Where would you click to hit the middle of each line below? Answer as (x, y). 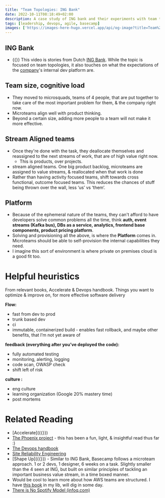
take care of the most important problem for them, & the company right (84, 103)
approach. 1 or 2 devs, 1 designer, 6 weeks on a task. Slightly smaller (82, 464)
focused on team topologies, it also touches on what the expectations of (85, 65)
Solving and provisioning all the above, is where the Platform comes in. (84, 235)
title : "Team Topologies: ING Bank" (42, 10)
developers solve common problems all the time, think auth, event (79, 220)
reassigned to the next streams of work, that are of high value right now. (85, 156)
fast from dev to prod (34, 314)
